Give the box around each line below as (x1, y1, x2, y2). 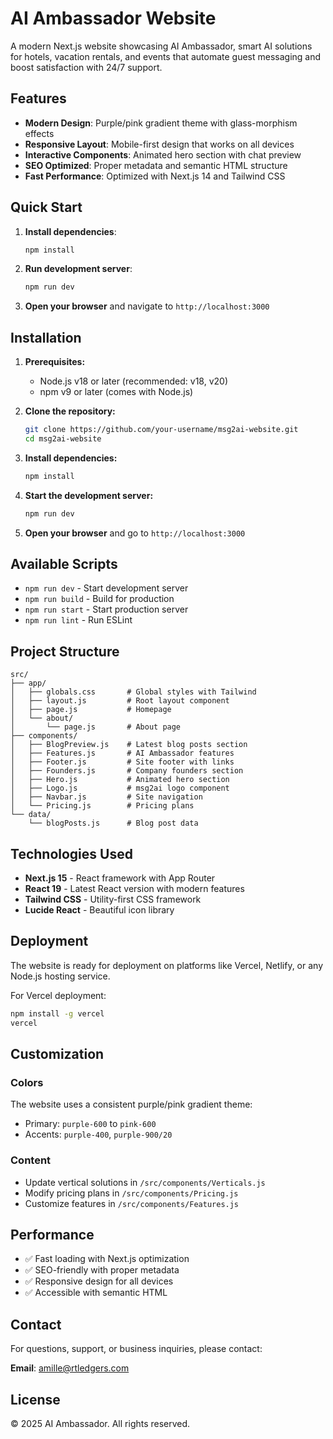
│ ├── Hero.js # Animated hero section (10, 775, 230, 785)
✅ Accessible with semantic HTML (24, 1287, 168, 1299)
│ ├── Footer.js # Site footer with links (10, 757, 235, 767)
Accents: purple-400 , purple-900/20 (24, 1128, 173, 1141)
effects (24, 127, 55, 139)
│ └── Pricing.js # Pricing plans (10, 801, 195, 811)
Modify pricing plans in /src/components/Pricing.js (24, 1187, 239, 1199)
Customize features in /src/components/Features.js (24, 1197, 240, 1209)
